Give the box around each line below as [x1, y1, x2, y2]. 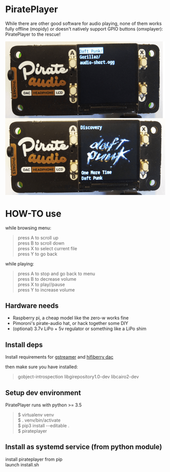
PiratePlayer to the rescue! [5, 31, 61, 37]
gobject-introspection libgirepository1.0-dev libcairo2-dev [17, 374, 139, 380]
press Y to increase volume [17, 286, 75, 293]
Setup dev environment [5, 388, 81, 397]
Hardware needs [5, 302, 59, 310]
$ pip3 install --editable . [17, 423, 70, 429]
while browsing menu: [5, 225, 52, 231]
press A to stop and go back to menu [17, 271, 95, 277]
